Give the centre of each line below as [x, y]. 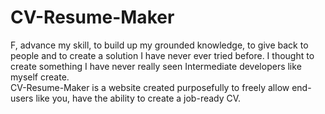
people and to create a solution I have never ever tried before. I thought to [162, 55]
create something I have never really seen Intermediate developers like [156, 66]
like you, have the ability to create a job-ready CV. [138, 98]
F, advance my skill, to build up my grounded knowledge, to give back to [159, 45]
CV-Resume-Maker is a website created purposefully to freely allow [150, 87]
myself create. [40, 77]
